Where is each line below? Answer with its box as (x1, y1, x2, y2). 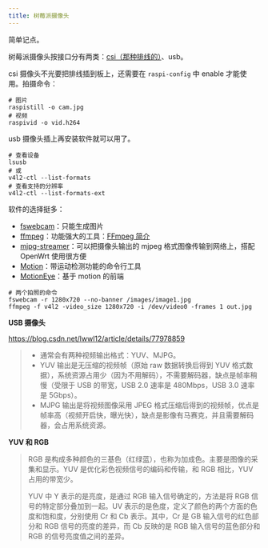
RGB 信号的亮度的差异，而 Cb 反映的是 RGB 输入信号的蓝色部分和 (43, 521, 261, 530)
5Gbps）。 (49, 390, 82, 400)
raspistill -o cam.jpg (8, 103, 84, 111)
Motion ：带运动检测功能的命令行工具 (19, 261, 142, 270)
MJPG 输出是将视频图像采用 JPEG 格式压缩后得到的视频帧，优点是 (39, 400, 260, 410)
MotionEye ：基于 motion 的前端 (19, 271, 124, 281)
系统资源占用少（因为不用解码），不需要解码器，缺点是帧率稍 (57, 370, 258, 380)
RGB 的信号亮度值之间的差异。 (27, 531, 130, 541)
